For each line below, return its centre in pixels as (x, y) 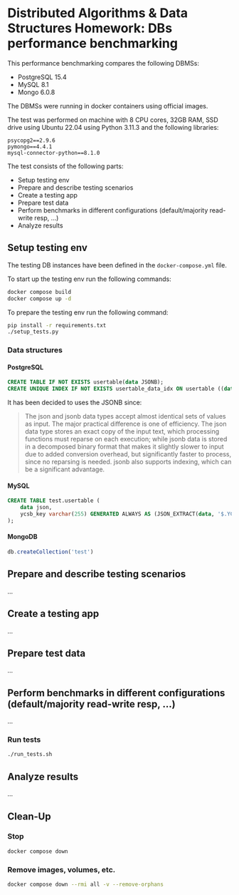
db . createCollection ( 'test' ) (51, 552)
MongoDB (22, 537)
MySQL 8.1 (33, 84)
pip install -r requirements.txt (57, 325)
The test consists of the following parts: (65, 166)
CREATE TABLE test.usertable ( (54, 501)
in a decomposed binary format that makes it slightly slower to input (124, 446)
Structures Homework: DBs (90, 28)
